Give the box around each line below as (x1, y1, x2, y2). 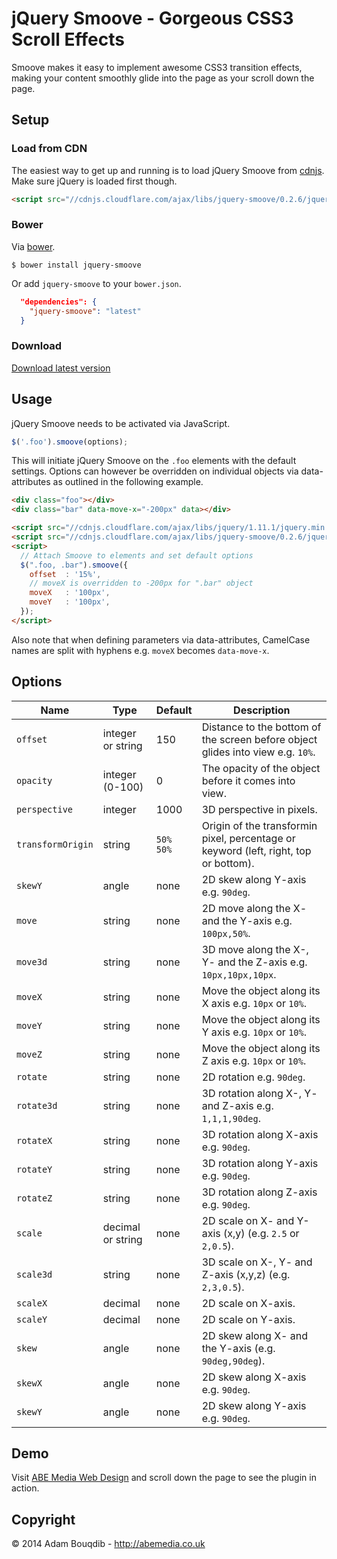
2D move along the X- (201, 901, 308, 915)
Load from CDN (11, 142, 88, 156)
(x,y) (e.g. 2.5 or (222, 1226, 300, 1240)
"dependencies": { (20, 297, 98, 307)
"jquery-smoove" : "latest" (29, 306, 142, 316)
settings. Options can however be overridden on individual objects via (11, 465, 299, 477)
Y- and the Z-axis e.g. (201, 955, 308, 969)
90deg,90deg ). (201, 1353, 266, 1367)
